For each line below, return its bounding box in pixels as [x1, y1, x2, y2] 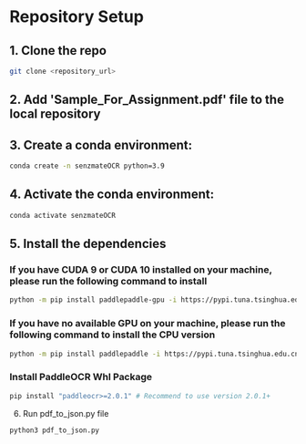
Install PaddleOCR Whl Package [9, 371, 153, 384]
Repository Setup [9, 6, 144, 27]
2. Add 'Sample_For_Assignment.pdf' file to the [9, 92, 285, 108]
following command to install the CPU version [9, 328, 216, 341]
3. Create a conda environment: [9, 137, 193, 152]
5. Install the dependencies [9, 236, 167, 252]
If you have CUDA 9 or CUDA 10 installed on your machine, [9, 263, 272, 275]
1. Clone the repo [9, 43, 107, 58]
